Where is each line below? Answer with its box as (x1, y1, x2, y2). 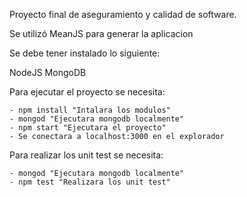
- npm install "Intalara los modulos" (9, 105, 171, 115)
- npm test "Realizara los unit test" (9, 177, 171, 187)
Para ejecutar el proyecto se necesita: (9, 86, 166, 98)
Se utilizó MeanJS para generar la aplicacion (9, 28, 194, 39)
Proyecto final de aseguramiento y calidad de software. (9, 9, 237, 20)
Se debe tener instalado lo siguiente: (9, 47, 161, 59)
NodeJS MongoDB (9, 67, 87, 78)
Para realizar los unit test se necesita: (9, 149, 164, 161)
